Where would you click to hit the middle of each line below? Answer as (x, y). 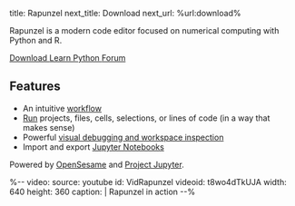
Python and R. (36, 40)
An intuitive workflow (62, 108)
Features (35, 87)
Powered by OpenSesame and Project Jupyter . (97, 164)
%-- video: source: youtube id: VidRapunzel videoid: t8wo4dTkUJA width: (148, 181)
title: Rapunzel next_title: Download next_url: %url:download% (125, 13)
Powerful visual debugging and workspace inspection (123, 137)
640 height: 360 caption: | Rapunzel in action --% (103, 191)
